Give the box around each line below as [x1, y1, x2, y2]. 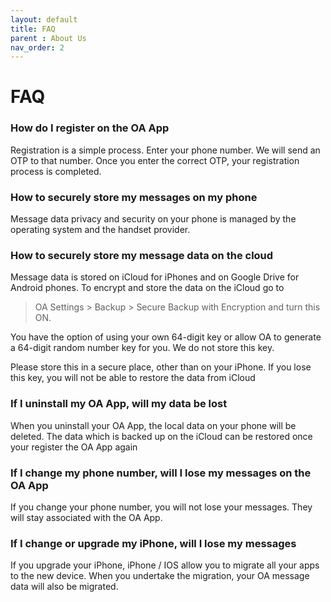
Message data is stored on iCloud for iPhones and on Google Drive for [10, 271, 300, 283]
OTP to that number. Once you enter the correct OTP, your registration [10, 154, 300, 166]
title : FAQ [10, 24, 56, 34]
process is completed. [10, 165, 102, 177]
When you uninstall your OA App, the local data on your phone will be [10, 419, 297, 431]
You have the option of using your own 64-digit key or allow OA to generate [10, 331, 322, 343]
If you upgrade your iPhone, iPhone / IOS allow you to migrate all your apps [10, 559, 320, 571]
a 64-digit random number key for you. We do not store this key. [10, 342, 275, 354]
